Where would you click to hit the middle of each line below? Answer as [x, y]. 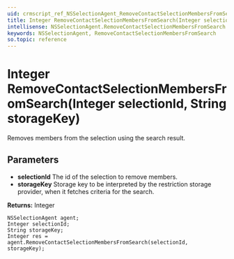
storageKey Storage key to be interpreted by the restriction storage [114, 184]
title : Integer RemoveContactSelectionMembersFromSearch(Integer [104, 20]
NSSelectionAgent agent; [43, 218]
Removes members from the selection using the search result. [96, 138]
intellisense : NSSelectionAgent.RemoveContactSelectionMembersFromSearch [117, 27]
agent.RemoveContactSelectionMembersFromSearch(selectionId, [98, 242]
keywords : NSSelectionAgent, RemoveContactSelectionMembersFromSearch [112, 33]
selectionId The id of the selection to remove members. [97, 177]
